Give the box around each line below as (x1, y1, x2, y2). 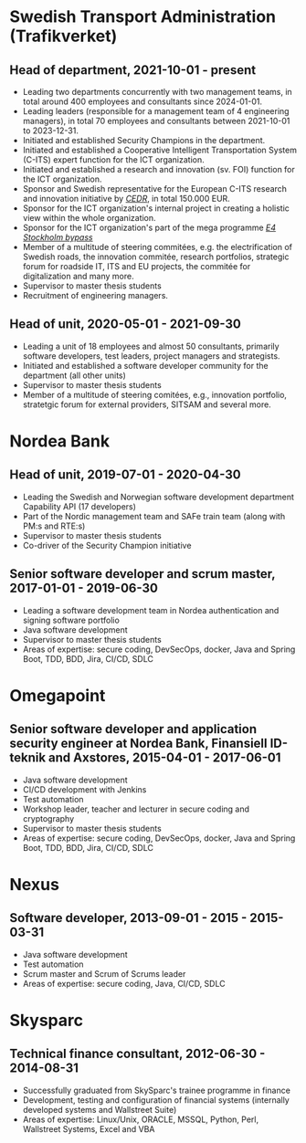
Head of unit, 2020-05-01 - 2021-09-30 (9, 317, 242, 332)
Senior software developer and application (9, 721, 258, 737)
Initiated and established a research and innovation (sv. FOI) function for (22, 164, 295, 174)
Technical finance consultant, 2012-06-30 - (9, 1046, 266, 1062)
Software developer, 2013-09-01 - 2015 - (9, 910, 248, 926)
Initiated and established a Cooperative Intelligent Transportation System (22, 144, 297, 155)
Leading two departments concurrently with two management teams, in (22, 87, 292, 97)
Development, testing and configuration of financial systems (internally (22, 1094, 290, 1106)
